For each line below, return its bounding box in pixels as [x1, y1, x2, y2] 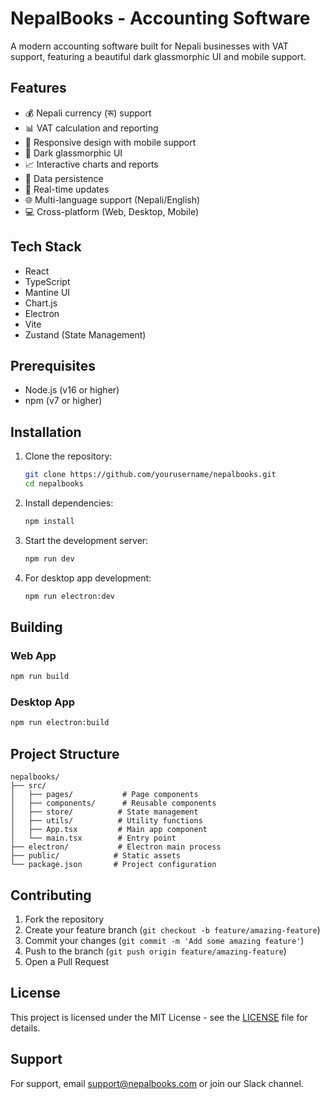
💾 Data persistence [24, 172, 104, 184]
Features [10, 80, 67, 97]
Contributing [10, 887, 92, 904]
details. [10, 1022, 41, 1034]
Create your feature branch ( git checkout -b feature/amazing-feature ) [24, 923, 321, 936]
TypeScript [24, 275, 71, 287]
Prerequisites [10, 357, 96, 374]
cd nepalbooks [24, 479, 84, 489]
